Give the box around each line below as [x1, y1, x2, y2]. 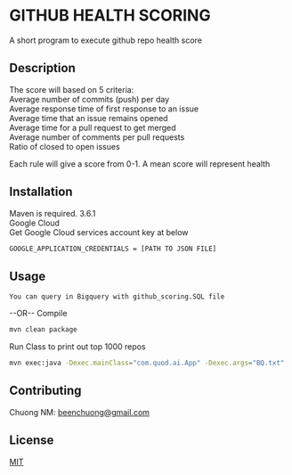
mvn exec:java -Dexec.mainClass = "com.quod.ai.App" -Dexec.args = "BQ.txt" [9, 358, 285, 368]
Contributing [9, 383, 82, 398]
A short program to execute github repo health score [9, 35, 203, 45]
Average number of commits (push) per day [9, 94, 170, 104]
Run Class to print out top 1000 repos [9, 341, 146, 352]
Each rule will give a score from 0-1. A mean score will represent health [9, 158, 271, 169]
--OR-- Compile [9, 308, 68, 319]
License [9, 433, 54, 448]
